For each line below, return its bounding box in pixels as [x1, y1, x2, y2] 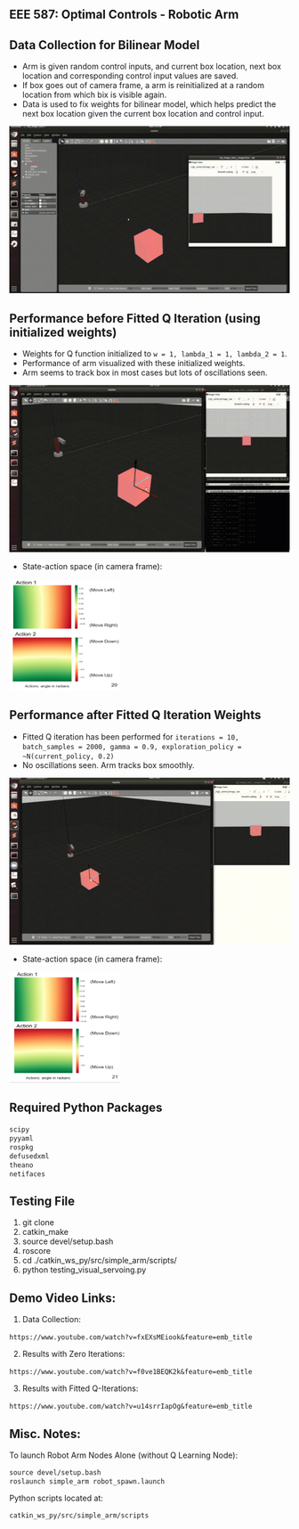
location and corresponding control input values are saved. [21, 70, 238, 81]
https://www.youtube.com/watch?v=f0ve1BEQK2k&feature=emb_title [9, 1368, 253, 1377]
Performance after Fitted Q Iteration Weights [9, 707, 262, 723]
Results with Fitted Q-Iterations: [21, 1383, 139, 1394]
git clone [21, 1217, 55, 1228]
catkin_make [21, 1227, 69, 1238]
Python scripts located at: [9, 1492, 104, 1504]
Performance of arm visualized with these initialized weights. [21, 358, 246, 369]
